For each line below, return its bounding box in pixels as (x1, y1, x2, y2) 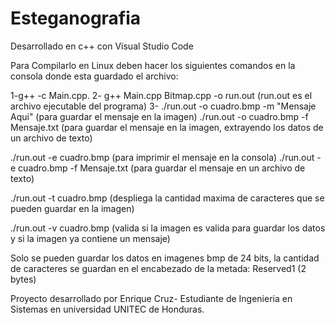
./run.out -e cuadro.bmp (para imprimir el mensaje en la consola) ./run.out (10, 151, 315, 163)
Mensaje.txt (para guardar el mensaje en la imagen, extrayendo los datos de (10, 121, 324, 133)
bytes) (10, 273, 37, 285)
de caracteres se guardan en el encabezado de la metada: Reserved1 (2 (10, 262, 307, 274)
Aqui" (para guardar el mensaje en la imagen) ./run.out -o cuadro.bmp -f (10, 110, 309, 122)
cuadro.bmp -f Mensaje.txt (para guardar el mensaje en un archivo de (18, 162, 306, 174)
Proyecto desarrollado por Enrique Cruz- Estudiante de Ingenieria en (10, 292, 293, 304)
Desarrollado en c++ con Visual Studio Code (10, 40, 194, 52)
